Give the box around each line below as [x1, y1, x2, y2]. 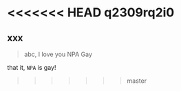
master [127, 77, 147, 85]
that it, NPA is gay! [7, 64, 56, 71]
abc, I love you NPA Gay [23, 50, 93, 58]
